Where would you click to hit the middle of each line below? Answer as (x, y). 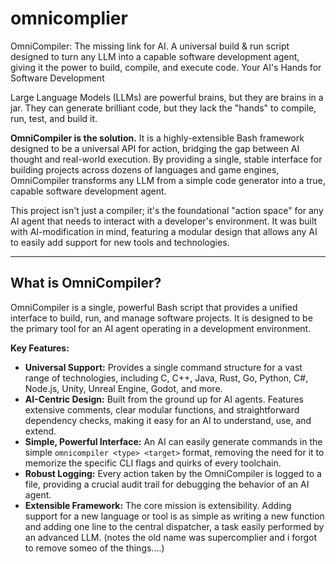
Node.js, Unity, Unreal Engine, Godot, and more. (123, 388)
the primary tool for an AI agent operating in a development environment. (161, 328)
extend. (40, 431)
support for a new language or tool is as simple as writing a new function (174, 516)
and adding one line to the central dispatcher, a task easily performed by (174, 526)
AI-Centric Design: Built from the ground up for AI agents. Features (164, 399)
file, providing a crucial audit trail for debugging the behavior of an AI (167, 484)
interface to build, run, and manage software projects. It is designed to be (161, 318)
